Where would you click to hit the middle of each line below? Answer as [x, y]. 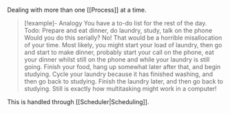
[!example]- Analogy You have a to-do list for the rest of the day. [115, 23]
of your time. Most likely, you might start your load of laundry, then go [123, 45]
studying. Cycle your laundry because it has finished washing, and [118, 74]
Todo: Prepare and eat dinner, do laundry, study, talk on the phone [118, 30]
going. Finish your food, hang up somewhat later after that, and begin [122, 67]
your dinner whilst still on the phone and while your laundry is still [117, 60]
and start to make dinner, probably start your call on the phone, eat [119, 52]
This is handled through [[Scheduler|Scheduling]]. [78, 102]
